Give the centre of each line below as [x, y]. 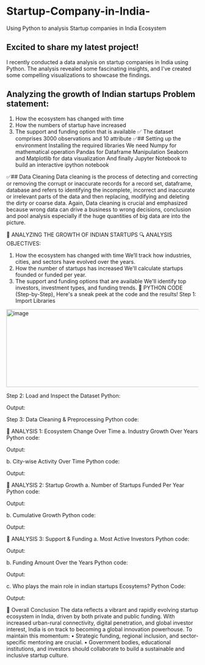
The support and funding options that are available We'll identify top [101, 281]
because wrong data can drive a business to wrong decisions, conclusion [99, 209]
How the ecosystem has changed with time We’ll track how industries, [103, 255]
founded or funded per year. [51, 274]
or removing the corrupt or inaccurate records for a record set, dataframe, [99, 183]
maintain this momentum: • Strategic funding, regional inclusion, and [92, 636]
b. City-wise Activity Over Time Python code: [63, 461]
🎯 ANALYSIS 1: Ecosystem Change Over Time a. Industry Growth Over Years [102, 431]
